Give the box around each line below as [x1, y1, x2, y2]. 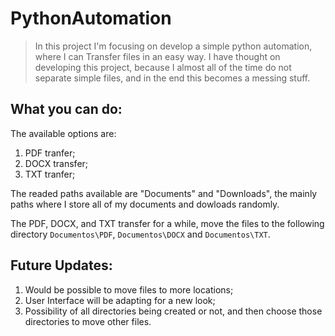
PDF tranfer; [24, 147, 76, 159]
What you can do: [10, 101, 123, 118]
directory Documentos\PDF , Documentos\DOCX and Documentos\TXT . [10, 228, 271, 240]
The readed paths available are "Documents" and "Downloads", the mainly [10, 187, 318, 199]
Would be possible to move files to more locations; [24, 283, 234, 296]
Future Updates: [10, 257, 113, 274]
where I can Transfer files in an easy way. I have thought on [34, 50, 281, 62]
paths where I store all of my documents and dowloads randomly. [10, 198, 280, 210]
